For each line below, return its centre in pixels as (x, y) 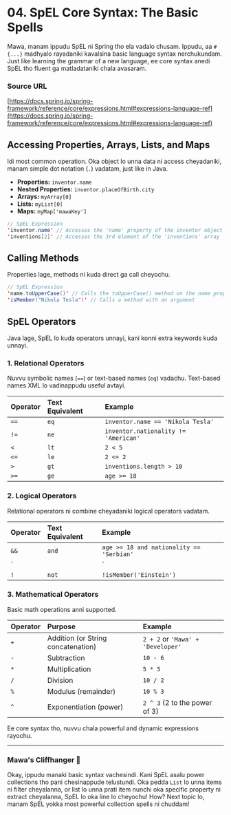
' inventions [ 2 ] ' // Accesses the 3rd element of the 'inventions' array (113, 236)
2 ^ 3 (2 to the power (177, 702)
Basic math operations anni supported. (62, 609)
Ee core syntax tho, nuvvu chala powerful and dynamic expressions (103, 728)
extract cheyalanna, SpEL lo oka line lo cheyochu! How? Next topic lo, (106, 797)
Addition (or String (77, 638)
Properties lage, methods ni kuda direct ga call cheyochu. (89, 275)
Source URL (27, 86)
